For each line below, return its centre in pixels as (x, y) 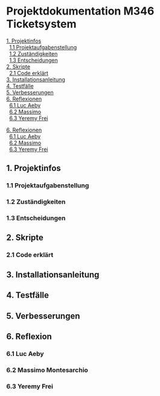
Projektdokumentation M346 (80, 11)
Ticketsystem (41, 24)
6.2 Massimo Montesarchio (47, 370)
